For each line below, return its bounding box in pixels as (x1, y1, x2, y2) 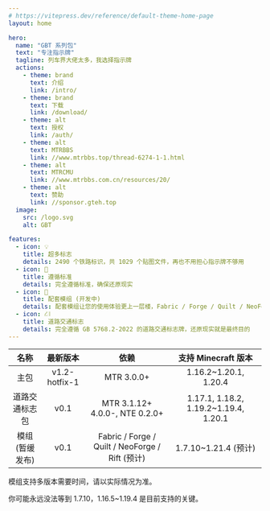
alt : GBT (22, 220, 52, 229)
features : (8, 235, 42, 244)
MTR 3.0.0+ (104, 371, 150, 382)
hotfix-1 (47, 376, 80, 387)
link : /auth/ (29, 131, 74, 139)
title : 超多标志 (22, 250, 72, 258)
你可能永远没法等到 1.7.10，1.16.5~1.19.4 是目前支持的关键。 (8, 493, 203, 503)
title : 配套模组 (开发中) (22, 295, 101, 303)
